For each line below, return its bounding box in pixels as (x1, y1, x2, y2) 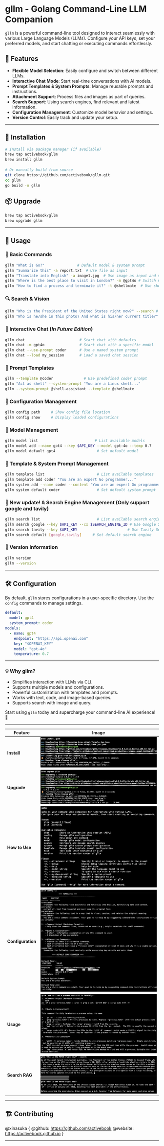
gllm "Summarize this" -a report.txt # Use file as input (5, 268, 128, 273)
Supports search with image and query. (12, 700, 92, 705)
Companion (5, 14, 54, 25)
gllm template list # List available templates (5, 472, 154, 477)
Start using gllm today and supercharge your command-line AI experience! (5, 709, 156, 715)
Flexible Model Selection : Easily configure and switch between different (12, 68, 158, 73)
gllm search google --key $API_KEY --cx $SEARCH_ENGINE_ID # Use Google (5, 522, 156, 527)
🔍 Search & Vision (5, 295, 50, 302)
